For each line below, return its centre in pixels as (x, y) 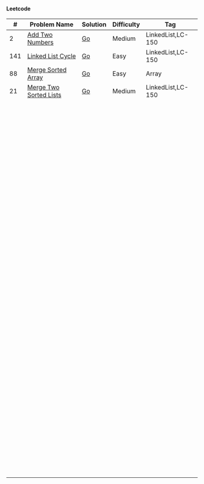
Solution (94, 24)
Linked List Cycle (51, 56)
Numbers (40, 43)
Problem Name (52, 24)
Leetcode (19, 9)
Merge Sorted (47, 70)
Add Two (40, 35)
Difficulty (126, 24)
